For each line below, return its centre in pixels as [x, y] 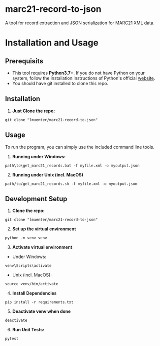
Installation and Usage [52, 43]
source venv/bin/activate [32, 284]
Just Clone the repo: [33, 111]
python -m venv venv [26, 238]
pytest [12, 339]
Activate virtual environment [42, 247]
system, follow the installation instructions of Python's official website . [83, 78]
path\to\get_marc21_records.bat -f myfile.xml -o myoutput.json [72, 166]
